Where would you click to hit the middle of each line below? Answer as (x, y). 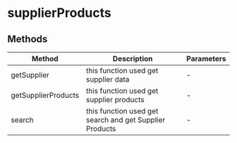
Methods (28, 39)
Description (133, 59)
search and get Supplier (126, 120)
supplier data (108, 79)
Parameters (206, 59)
